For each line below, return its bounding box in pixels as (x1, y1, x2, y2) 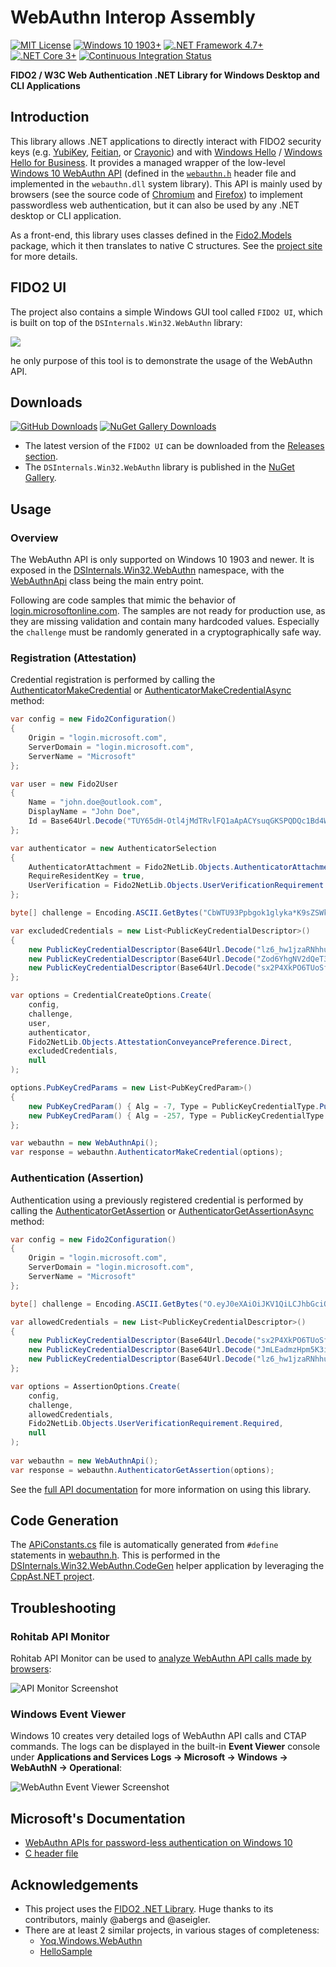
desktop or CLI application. (10, 209, 122, 221)
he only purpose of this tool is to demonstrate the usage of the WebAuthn (10, 354, 313, 366)
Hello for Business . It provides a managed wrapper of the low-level (10, 156, 286, 168)
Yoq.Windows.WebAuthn (39, 1935, 143, 1947)
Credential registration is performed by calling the (10, 674, 216, 686)
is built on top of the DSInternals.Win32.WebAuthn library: (10, 316, 243, 328)
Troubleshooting (10, 1599, 117, 1616)
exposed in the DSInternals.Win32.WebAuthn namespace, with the (10, 564, 285, 576)
